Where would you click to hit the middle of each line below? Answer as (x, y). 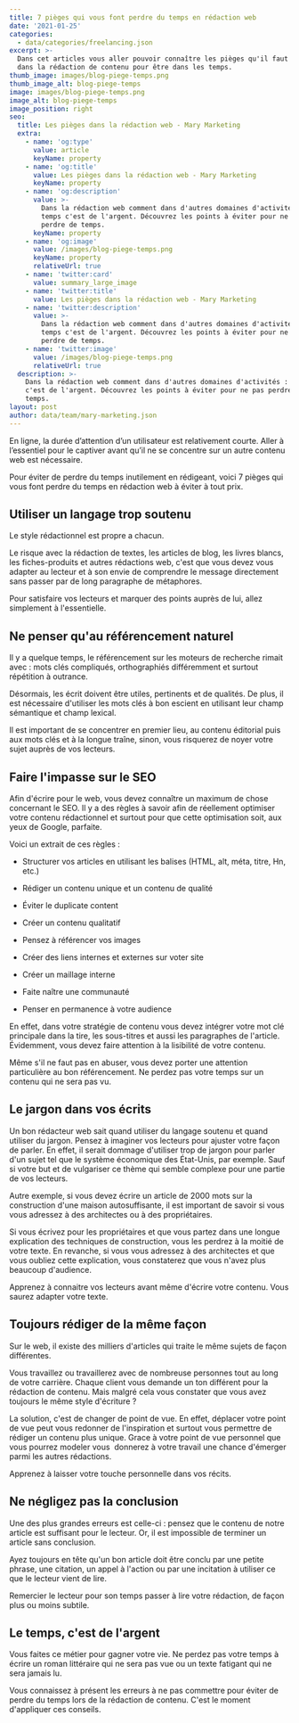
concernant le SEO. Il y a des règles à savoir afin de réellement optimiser (142, 808)
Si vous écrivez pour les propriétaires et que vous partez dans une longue (145, 1232)
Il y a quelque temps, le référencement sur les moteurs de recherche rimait (146, 658)
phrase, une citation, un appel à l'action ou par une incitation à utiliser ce (142, 1569)
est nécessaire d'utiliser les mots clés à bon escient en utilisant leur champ (146, 703)
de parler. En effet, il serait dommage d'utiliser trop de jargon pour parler (142, 1150)
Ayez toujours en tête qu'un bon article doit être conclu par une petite (137, 1559)
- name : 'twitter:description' (83, 308)
